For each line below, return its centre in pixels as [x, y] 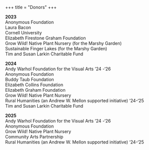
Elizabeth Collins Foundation [34, 85]
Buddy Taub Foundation [30, 79]
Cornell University [24, 33]
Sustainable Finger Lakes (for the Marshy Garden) [56, 49]
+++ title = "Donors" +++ [31, 7]
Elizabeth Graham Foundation [35, 90]
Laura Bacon [18, 27]
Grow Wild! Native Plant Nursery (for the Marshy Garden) [64, 43]
